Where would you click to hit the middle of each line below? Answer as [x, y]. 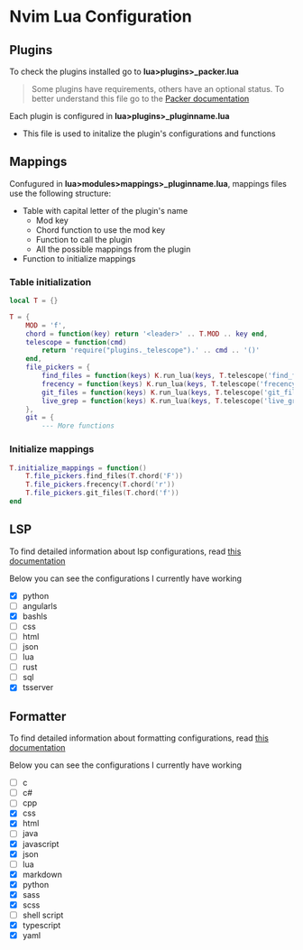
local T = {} [34, 301]
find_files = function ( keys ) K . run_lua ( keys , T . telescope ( [155, 376]
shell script [43, 915]
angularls [40, 605]
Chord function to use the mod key [101, 230]
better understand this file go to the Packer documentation [140, 98]
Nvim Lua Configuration [101, 17]
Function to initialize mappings [79, 258]
